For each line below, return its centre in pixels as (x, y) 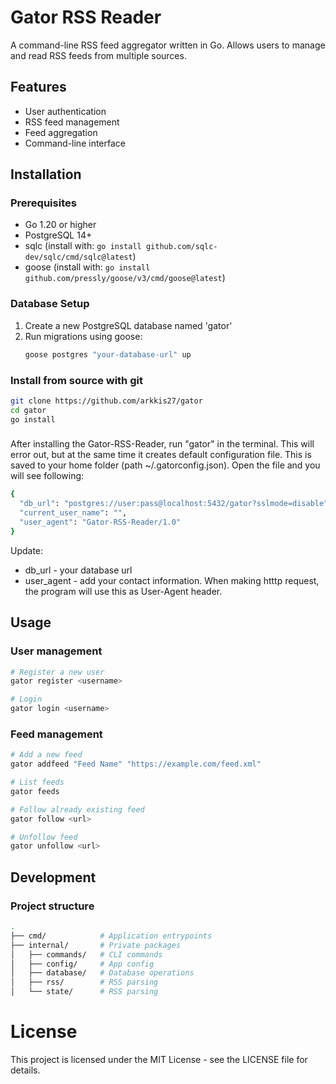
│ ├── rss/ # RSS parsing (84, 982)
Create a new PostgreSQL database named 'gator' (128, 325)
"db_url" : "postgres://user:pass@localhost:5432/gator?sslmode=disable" (174, 504)
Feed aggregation (61, 132)
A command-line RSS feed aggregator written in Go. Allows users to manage (168, 45)
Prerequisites (43, 203)
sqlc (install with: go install (83, 246)
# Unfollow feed (44, 837)
